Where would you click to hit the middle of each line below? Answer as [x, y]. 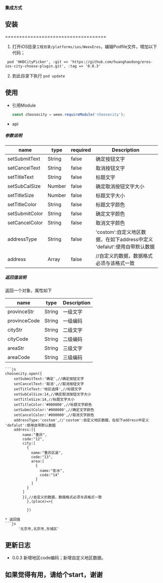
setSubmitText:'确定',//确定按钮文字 [49, 379]
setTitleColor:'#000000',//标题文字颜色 [53, 405]
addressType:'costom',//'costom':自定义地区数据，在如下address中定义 [81, 420]
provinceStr [21, 312]
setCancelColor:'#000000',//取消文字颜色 [54, 415]
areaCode [19, 357]
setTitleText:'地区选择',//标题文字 [48, 389]
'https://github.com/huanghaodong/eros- [111, 62]
